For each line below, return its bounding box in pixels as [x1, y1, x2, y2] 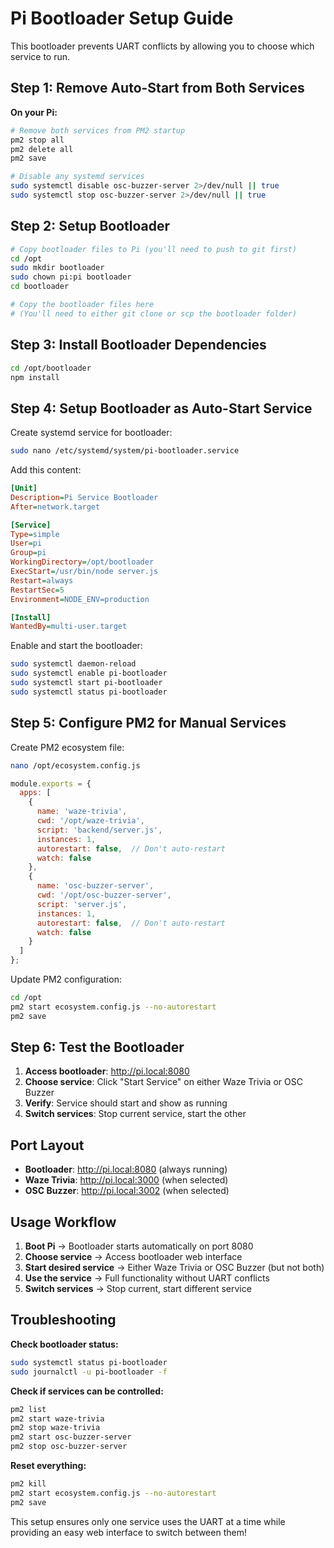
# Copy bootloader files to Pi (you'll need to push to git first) [10, 244, 298, 254]
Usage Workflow [10, 1213, 117, 1231]
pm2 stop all [10, 135, 65, 145]
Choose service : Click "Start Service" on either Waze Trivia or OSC [24, 1076, 303, 1088]
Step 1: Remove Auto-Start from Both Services [10, 80, 305, 97]
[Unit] [10, 483, 38, 494]
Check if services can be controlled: [10, 1385, 164, 1397]
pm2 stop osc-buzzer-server [10, 1442, 128, 1452]
